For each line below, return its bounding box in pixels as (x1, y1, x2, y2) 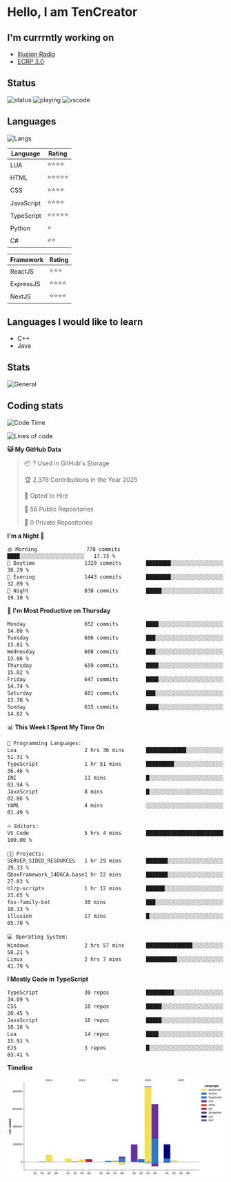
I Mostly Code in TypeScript (7, 975, 88, 983)
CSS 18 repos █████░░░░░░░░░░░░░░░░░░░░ (7, 1003, 224, 1010)
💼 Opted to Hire (23, 491, 69, 500)
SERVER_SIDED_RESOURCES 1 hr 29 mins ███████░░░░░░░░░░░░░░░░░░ (7, 857, 224, 864)
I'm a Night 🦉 (7, 532, 45, 540)
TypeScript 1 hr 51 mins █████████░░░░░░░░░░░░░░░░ (7, 760, 224, 767)
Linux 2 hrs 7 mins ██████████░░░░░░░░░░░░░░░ (7, 955, 224, 963)
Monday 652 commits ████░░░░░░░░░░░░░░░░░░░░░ (7, 620, 224, 628)
